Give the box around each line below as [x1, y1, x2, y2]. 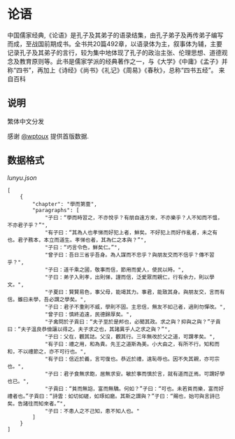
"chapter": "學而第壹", [32, 200, 98, 207]
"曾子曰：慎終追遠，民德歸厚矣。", [44, 311, 133, 318]
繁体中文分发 [7, 117, 44, 125]
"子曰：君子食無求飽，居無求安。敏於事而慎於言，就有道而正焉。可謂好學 [44, 370, 225, 377]
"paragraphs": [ [32, 207, 80, 214]
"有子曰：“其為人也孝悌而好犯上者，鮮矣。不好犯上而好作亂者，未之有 [44, 229, 218, 236]
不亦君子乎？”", [7, 221, 48, 228]
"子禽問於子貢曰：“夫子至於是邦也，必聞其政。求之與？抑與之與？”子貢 [44, 318, 221, 326]
